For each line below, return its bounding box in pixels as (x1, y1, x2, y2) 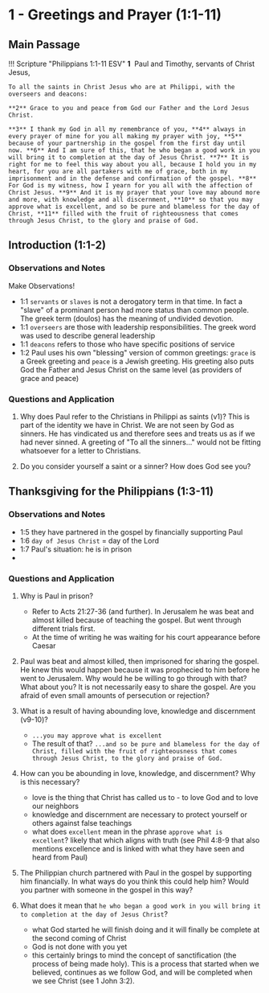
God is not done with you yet (31, 942, 128, 951)
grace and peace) (19, 373, 79, 383)
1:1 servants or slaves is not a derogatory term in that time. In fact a (19, 296, 243, 306)
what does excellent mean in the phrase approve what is (31, 827, 223, 836)
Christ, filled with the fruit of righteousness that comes (31, 747, 238, 755)
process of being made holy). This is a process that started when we (31, 958, 259, 968)
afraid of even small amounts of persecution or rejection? (19, 690, 210, 700)
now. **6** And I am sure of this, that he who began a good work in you (8, 146, 261, 154)
